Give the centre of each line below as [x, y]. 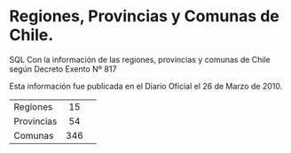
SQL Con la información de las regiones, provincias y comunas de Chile [140, 59]
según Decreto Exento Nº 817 [63, 69]
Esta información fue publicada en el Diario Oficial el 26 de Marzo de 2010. [146, 86]
